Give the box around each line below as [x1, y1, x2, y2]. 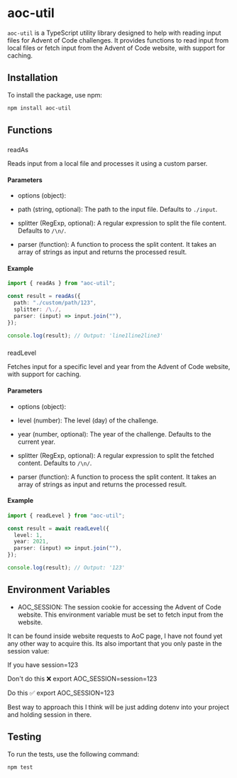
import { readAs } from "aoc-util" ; [7, 279, 116, 287]
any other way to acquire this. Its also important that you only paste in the [7, 639, 222, 648]
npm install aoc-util [7, 105, 72, 112]
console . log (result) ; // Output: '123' [7, 564, 126, 572]
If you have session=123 [7, 660, 79, 669]
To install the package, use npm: [7, 90, 103, 99]
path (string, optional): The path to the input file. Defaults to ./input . [17, 205, 218, 214]
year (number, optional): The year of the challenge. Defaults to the [17, 430, 211, 438]
